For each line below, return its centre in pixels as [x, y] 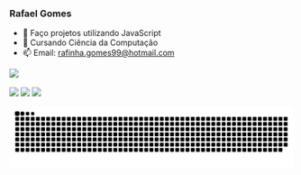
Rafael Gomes [41, 14]
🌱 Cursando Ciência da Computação [90, 42]
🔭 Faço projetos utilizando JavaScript [91, 33]
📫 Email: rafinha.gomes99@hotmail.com [98, 53]
